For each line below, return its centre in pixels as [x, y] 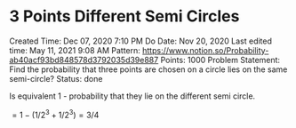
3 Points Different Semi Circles [124, 16]
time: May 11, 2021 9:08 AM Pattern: [75, 50]
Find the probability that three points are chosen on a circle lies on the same [148, 69]
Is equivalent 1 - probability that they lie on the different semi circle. [132, 96]
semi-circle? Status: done [56, 78]
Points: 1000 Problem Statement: [220, 60]
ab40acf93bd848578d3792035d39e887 [84, 60]
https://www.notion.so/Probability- [205, 50]
